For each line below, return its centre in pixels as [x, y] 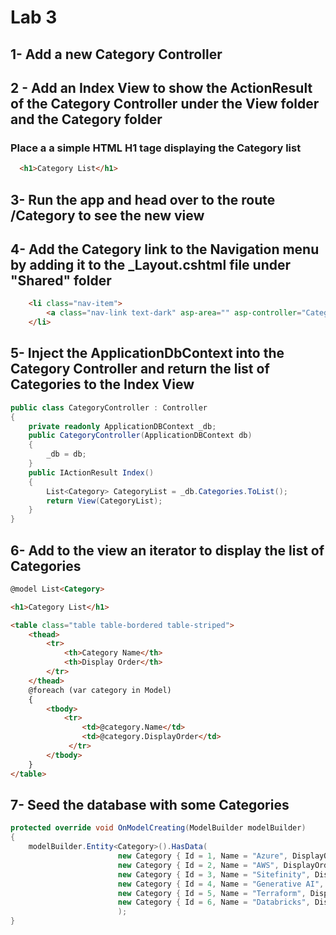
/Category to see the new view [107, 215]
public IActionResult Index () [91, 472]
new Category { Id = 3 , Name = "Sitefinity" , [214, 874]
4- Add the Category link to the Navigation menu [165, 249]
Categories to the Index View [102, 384]
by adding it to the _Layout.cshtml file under [151, 264]
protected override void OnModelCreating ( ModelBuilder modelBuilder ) [158, 828]
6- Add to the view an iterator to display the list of [167, 550]
